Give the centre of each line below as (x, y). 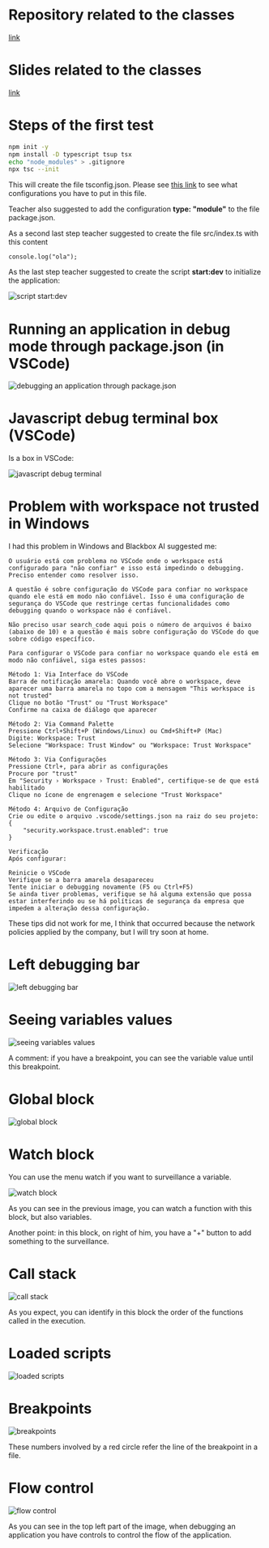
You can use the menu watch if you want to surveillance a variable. (120, 1177)
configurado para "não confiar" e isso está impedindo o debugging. (126, 569)
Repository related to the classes (122, 15)
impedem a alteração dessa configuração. (79, 909)
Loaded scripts (60, 1354)
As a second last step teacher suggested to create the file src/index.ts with (134, 233)
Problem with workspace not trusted (134, 507)
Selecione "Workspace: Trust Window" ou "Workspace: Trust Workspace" (130, 746)
